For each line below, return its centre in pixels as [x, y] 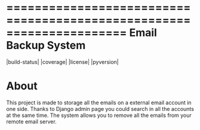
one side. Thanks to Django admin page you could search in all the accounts [100, 109]
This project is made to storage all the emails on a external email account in [99, 103]
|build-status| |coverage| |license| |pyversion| [63, 62]
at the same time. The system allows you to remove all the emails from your [99, 115]
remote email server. [31, 121]
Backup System [46, 46]
